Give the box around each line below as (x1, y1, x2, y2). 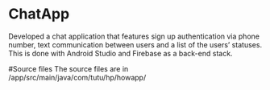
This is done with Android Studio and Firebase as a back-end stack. (8, 48, 233, 58)
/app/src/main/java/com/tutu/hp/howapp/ (8, 72, 147, 82)
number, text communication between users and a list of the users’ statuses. (8, 39, 263, 49)
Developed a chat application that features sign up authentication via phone (8, 31, 260, 41)
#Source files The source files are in (8, 63, 129, 73)
